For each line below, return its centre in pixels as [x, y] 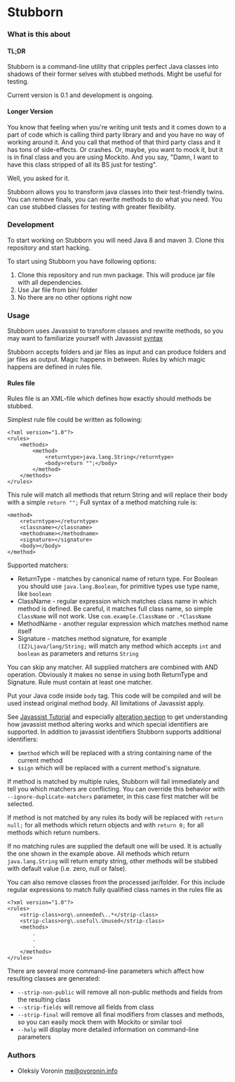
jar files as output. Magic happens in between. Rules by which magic [106, 359]
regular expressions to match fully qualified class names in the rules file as [115, 890]
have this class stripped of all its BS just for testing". [82, 164]
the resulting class [44, 1000]
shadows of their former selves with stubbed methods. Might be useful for [115, 74]
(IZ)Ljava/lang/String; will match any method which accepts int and [119, 646]
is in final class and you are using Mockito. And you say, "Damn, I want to [113, 157]
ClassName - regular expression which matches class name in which [117, 602]
